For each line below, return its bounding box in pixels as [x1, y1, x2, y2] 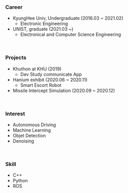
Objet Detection [12, 132, 46, 138]
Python [12, 178, 28, 184]
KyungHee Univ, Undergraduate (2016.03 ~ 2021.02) [12, 15, 123, 21]
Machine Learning [12, 127, 51, 133]
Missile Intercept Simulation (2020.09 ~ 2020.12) [12, 87, 115, 93]
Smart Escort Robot [20, 82, 62, 88]
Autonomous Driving [12, 122, 56, 128]
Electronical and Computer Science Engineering [20, 32, 121, 38]
